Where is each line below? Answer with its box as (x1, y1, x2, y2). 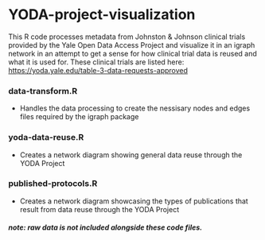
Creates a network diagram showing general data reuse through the (19, 149, 243, 160)
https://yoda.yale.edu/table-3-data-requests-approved (8, 65, 189, 75)
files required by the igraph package (19, 112, 139, 122)
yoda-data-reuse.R (8, 132, 84, 143)
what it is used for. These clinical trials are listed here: (8, 57, 185, 67)
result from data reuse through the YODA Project (19, 204, 180, 214)
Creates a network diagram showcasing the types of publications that (19, 196, 248, 206)
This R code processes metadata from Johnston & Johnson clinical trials (8, 32, 246, 41)
